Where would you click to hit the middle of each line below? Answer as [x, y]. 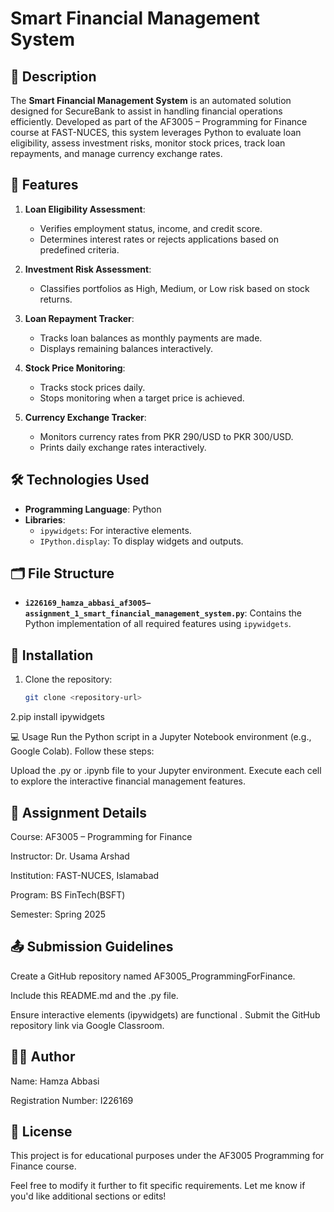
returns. [56, 299]
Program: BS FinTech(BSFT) [68, 894]
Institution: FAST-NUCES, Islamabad [85, 875]
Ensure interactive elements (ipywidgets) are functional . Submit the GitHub [165, 1014]
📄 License [41, 1131]
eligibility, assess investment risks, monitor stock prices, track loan [148, 143]
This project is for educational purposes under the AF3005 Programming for [167, 1156]
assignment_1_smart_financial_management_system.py [134, 614]
